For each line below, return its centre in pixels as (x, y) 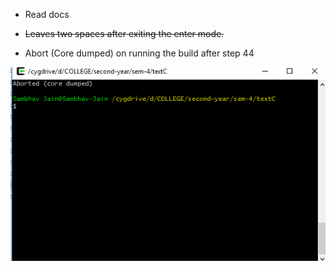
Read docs (47, 14)
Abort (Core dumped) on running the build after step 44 (139, 53)
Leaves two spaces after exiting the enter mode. (124, 33)
